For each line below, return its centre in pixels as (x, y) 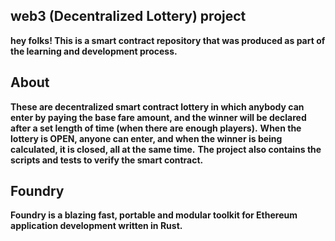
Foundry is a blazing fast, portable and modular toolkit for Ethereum (154, 215)
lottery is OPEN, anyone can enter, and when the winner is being (146, 138)
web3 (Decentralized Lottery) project (128, 16)
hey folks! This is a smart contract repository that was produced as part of (168, 40)
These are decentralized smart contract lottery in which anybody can (157, 106)
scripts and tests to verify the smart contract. (107, 160)
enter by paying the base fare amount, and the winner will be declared (158, 117)
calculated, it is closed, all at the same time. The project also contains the (166, 149)
